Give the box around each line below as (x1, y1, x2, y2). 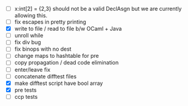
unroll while (14, 32, 44, 39)
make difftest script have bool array (14, 79, 103, 87)
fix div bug (14, 39, 42, 46)
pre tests (14, 86, 37, 93)
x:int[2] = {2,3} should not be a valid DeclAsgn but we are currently (14, 5, 182, 12)
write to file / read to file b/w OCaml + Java (14, 25, 122, 33)
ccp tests (14, 93, 38, 100)
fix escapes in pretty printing (14, 18, 86, 26)
